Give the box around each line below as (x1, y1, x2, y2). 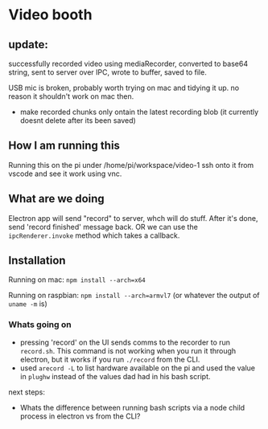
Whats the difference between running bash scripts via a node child (19, 402, 245, 412)
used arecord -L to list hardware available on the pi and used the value (19, 363, 256, 373)
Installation (8, 254, 66, 268)
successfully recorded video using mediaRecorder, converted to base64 (8, 59, 248, 68)
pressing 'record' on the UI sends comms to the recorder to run (19, 337, 231, 347)
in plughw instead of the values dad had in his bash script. (19, 371, 211, 381)
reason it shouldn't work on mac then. (8, 92, 134, 101)
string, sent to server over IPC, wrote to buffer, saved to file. (8, 67, 207, 77)
